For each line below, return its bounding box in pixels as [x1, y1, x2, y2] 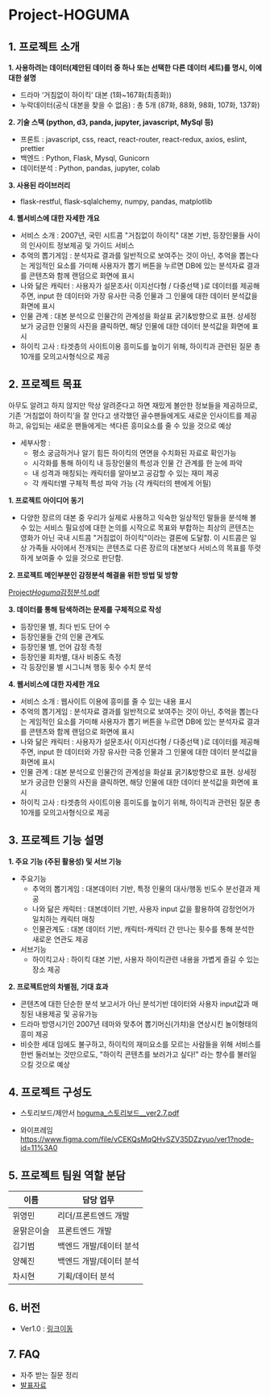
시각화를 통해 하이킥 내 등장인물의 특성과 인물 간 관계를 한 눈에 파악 [31, 458, 243, 468]
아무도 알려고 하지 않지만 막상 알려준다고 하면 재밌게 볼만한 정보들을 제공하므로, [8, 400, 258, 410]
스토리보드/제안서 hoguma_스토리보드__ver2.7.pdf [19, 1109, 180, 1118]
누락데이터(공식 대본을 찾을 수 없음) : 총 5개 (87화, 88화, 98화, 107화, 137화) [19, 100, 260, 110]
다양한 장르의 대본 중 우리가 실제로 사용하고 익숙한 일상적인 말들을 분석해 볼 [19, 512, 257, 522]
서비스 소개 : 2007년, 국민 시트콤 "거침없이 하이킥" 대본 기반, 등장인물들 [19, 230, 246, 240]
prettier [19, 144, 45, 153]
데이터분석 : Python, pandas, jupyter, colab [19, 163, 160, 173]
